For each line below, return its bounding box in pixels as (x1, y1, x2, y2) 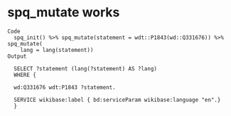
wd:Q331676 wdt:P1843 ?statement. (14, 83, 116, 91)
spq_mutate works (7, 4, 120, 21)
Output (7, 53, 27, 60)
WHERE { (14, 71, 37, 78)
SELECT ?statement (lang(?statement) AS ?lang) (14, 65, 158, 72)
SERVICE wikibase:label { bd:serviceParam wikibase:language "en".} (14, 96, 221, 103)
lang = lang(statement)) (20, 46, 94, 53)
